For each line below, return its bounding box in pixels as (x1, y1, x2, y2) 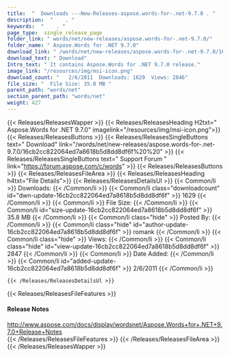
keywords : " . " (7, 23, 66, 30)
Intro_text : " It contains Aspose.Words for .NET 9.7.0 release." (7, 61, 201, 68)
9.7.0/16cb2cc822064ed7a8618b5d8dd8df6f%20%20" (7, 147, 163, 155)
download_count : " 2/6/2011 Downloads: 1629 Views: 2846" (7, 73, 188, 81)
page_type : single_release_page (7, 29, 103, 36)
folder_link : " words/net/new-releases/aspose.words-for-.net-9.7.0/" (7, 36, 213, 43)
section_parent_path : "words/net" (7, 93, 106, 100)
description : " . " (7, 16, 75, 23)
